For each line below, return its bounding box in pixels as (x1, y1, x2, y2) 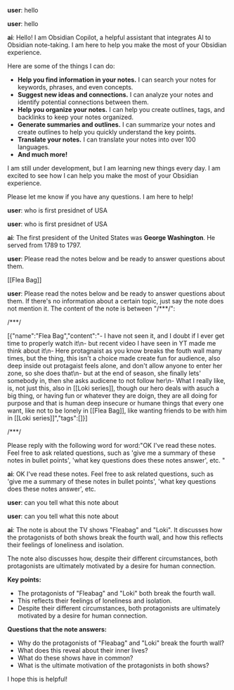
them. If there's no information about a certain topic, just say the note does (7, 297, 224, 305)
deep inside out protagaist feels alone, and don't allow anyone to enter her (7, 362, 223, 370)
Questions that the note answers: (7, 625, 108, 633)
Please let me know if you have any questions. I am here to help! (7, 193, 193, 201)
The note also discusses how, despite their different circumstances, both (7, 554, 218, 563)
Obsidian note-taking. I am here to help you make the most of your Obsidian (7, 41, 227, 49)
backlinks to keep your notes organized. (17, 113, 134, 121)
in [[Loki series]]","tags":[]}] (7, 414, 88, 422)
